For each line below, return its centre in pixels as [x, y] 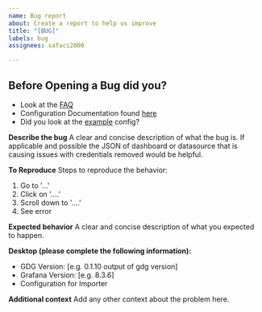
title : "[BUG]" [34, 31]
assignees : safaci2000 [46, 46]
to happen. [26, 235]
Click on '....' [40, 194]
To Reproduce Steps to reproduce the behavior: [88, 170]
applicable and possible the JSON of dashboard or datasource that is [123, 146]
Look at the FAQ [47, 105]
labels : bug [28, 38]
